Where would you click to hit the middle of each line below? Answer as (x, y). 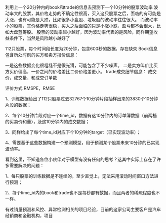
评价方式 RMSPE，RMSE (30, 88)
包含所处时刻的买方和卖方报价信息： (42, 55)
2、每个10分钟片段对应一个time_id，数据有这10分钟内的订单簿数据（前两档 (81, 115)
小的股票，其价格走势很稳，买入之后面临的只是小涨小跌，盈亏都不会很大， (81, 26)
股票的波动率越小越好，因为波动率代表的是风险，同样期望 (95, 32)
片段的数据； (18, 105)
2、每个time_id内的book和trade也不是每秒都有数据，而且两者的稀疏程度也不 (83, 193)
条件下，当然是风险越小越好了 (40, 38)
